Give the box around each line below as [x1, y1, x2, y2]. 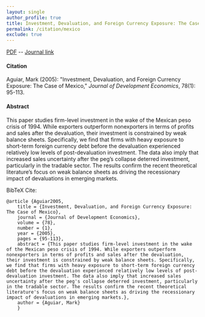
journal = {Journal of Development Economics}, [17, 214, 140, 220]
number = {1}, [17, 225, 53, 231]
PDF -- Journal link [6, 48, 54, 55]
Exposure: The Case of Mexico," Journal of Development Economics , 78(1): [6, 82, 196, 90]
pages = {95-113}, [17, 235, 64, 241]
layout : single [6, 9, 45, 15]
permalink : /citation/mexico [6, 26, 81, 32]
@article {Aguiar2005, [6, 198, 64, 204]
